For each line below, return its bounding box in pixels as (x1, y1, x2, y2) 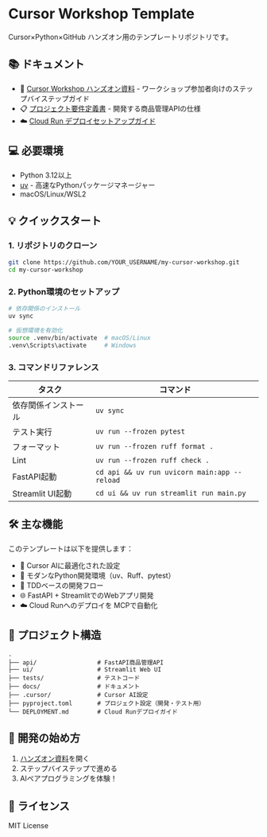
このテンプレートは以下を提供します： (8, 543, 133, 553)
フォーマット (12, 441, 61, 452)
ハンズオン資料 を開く (19, 753, 90, 764)
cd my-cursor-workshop (8, 266, 83, 274)
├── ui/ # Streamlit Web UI (8, 665, 161, 673)
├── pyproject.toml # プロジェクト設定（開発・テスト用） (8, 699, 205, 707)
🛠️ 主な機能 (8, 518, 64, 531)
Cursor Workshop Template (8, 5, 195, 23)
